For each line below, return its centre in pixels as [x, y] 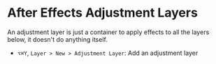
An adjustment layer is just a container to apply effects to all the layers [108, 32]
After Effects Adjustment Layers [102, 13]
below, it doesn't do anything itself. [58, 39]
